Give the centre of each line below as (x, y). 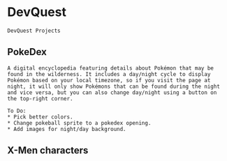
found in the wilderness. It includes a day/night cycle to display (109, 74)
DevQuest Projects (34, 31)
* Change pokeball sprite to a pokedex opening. (79, 123)
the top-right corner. (40, 98)
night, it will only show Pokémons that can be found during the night (113, 86)
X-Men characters (48, 151)
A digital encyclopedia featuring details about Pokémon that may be (111, 68)
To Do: (17, 111)
